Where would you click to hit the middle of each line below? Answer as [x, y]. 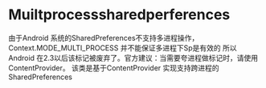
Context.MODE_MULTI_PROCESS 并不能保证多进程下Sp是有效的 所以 [123, 48]
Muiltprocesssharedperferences [119, 15]
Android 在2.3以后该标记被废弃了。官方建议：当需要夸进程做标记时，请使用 [133, 58]
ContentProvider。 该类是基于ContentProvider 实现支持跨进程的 [114, 68]
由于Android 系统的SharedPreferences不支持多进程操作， [104, 38]
